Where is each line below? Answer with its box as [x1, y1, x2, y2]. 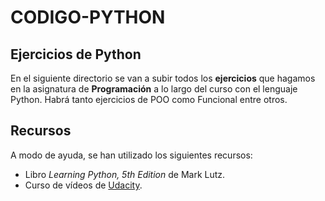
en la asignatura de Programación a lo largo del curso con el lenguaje [10, 83, 298, 95]
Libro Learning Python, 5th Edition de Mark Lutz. [24, 168, 226, 180]
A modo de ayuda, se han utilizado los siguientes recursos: [10, 149, 253, 161]
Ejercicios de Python [10, 46, 142, 63]
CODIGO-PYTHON [10, 6, 166, 29]
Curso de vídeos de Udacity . [24, 179, 143, 191]
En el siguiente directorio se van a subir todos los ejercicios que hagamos [10, 72, 316, 84]
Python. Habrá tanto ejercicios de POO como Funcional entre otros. [10, 94, 288, 105]
